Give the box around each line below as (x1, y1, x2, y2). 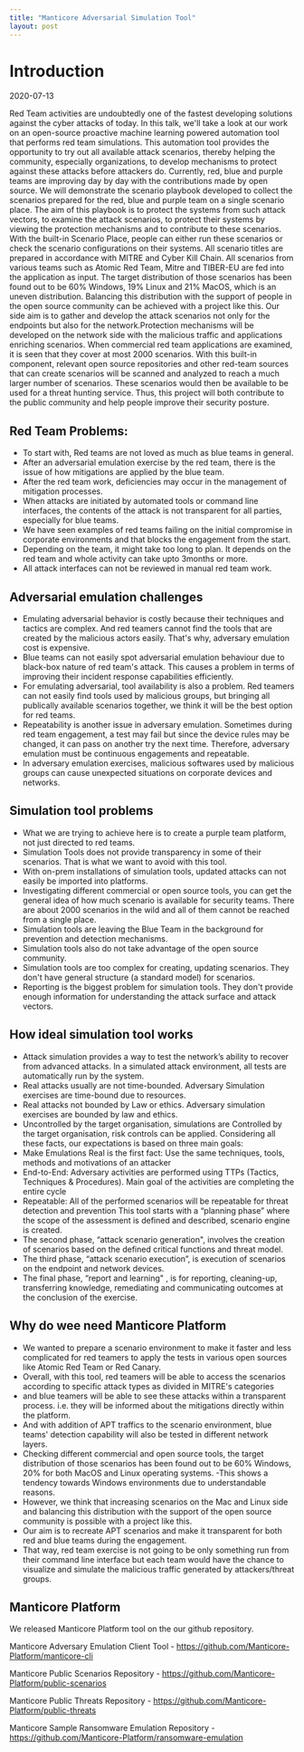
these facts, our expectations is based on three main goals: (22, 1137, 244, 1148)
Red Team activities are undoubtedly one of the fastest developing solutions (9, 108, 293, 119)
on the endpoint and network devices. (22, 1263, 165, 1273)
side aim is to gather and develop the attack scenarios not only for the (9, 310, 271, 322)
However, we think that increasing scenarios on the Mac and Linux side (22, 1496, 289, 1507)
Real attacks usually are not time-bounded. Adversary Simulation (22, 1079, 265, 1090)
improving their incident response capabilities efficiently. (22, 672, 234, 682)
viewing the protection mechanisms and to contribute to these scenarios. (9, 224, 282, 235)
